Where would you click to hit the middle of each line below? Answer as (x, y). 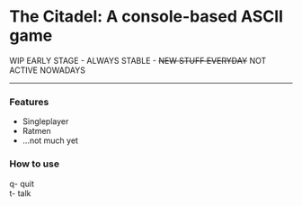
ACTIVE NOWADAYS (47, 70)
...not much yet (50, 140)
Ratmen (36, 131)
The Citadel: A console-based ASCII (147, 17)
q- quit (22, 184)
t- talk (20, 193)
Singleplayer (45, 121)
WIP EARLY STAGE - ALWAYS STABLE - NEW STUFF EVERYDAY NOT (138, 60)
